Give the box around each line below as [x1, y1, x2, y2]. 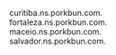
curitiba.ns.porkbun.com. [9, 8, 103, 18]
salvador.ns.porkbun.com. [9, 35, 106, 46]
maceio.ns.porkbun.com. [9, 27, 102, 36]
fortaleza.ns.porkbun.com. [9, 17, 108, 27]
